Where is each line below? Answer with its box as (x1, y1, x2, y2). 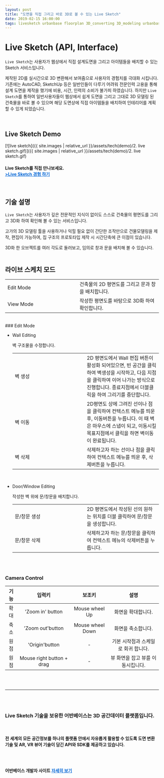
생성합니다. (92, 520, 117, 527)
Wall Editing (12, 332, 36, 338)
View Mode (7, 301, 34, 307)
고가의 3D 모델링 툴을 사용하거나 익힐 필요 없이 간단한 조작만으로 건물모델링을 (5, 228, 153, 234)
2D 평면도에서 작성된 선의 (86, 505, 143, 512)
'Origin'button (27, 641, 60, 648)
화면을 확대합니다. (114, 609, 153, 615)
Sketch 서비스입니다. (5, 65, 45, 71)
